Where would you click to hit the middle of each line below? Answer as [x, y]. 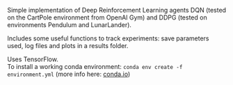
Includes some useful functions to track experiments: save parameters [108, 38]
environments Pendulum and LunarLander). [70, 25]
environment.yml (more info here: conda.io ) [69, 74]
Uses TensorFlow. [33, 59]
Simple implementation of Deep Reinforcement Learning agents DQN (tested [117, 10]
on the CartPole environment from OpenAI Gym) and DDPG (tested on [107, 17]
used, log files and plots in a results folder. [68, 46]
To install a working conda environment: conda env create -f [95, 67]
